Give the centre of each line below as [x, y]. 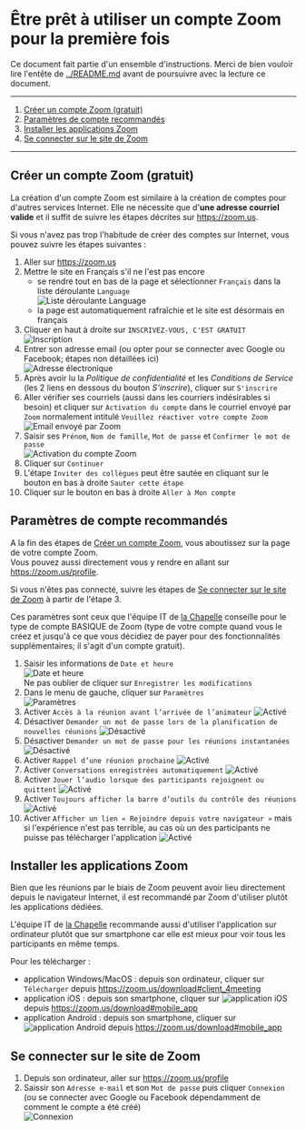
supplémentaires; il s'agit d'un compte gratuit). [98, 645]
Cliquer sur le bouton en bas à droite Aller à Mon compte [129, 492]
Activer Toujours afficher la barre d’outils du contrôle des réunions [160, 798]
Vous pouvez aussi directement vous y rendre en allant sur [120, 562]
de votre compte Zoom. [54, 552]
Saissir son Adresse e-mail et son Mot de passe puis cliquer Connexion [154, 1088]
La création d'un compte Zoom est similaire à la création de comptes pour [148, 197]
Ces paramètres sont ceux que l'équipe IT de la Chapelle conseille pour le [148, 616]
